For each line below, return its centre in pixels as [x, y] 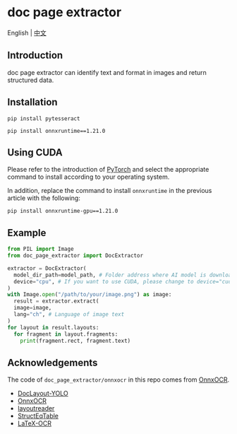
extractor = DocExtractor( [47, 268]
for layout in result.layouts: [53, 327]
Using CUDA [35, 152]
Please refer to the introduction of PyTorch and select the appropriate [108, 170]
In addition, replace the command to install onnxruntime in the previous [110, 191]
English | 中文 [27, 33]
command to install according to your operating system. [89, 177]
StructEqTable [38, 416]
